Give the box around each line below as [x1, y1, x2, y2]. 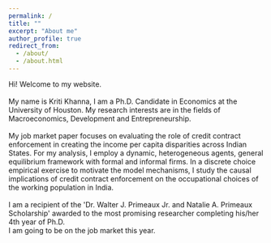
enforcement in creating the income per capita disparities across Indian [8, 139, 247, 149]
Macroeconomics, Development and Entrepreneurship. [8, 113, 192, 123]
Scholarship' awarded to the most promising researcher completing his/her [8, 208, 260, 218]
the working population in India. [8, 182, 114, 192]
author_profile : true [8, 34, 82, 43]
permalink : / [8, 11, 53, 20]
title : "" [8, 19, 42, 28]
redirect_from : [8, 42, 60, 50]
